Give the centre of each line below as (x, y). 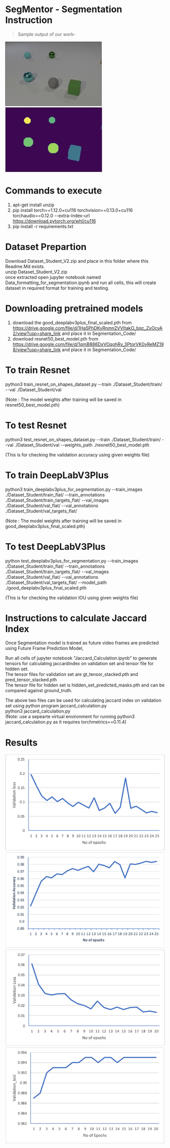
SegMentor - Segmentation (64, 9)
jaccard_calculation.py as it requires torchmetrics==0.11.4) (66, 722)
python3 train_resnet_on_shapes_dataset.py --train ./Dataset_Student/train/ (84, 384)
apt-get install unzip (33, 205)
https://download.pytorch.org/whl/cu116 (54, 221)
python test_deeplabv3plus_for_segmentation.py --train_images (72, 561)
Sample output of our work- (47, 34)
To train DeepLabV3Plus (57, 475)
